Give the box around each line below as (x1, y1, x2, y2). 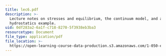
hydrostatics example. (9, 20, 56, 26)
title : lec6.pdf (5, 7, 39, 12)
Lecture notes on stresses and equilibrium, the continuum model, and (9, 16, 158, 21)
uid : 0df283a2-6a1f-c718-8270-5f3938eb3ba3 (5, 25, 96, 30)
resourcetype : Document (5, 30, 54, 35)
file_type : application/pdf (5, 35, 63, 39)
